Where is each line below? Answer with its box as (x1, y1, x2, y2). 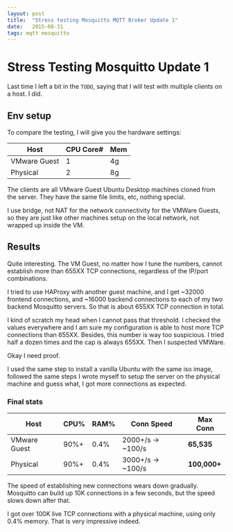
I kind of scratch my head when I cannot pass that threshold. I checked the (7, 316, 221, 324)
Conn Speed (130, 419, 173, 429)
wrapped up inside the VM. (7, 221, 85, 229)
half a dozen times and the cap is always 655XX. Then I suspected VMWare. (7, 338, 225, 346)
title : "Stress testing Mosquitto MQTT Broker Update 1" (7, 17, 178, 24)
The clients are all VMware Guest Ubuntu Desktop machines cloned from (7, 185, 216, 194)
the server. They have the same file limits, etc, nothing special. (7, 193, 186, 201)
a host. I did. (7, 89, 43, 98)
